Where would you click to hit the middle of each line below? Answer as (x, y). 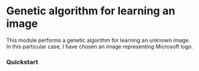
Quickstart (22, 62)
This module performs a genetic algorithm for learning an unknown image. (98, 40)
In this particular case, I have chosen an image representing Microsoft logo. (100, 47)
